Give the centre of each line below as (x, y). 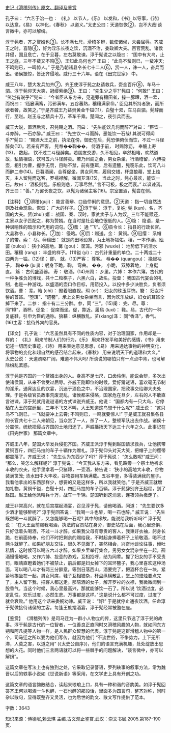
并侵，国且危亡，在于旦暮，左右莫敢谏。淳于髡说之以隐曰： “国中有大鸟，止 (85, 54)
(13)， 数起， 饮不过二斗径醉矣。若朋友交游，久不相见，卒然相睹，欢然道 (82, 152)
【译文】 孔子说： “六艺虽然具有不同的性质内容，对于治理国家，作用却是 (81, 333)
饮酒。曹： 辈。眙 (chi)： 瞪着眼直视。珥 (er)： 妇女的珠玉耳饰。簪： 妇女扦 (84, 291)
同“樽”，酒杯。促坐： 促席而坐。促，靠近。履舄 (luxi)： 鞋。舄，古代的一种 (83, 310)
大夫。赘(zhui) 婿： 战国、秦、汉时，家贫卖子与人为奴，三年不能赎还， (88, 214)
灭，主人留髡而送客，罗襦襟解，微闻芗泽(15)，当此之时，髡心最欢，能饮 (81, 178)
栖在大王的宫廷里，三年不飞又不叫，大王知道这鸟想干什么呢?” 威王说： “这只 (85, 408)
